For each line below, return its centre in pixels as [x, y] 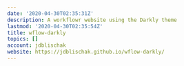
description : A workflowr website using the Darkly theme [92, 20]
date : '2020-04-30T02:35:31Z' [51, 13]
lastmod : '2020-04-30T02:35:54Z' [55, 26]
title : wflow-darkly [37, 33]
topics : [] [23, 39]
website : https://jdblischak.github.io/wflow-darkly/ [86, 52]
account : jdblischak [37, 45]
